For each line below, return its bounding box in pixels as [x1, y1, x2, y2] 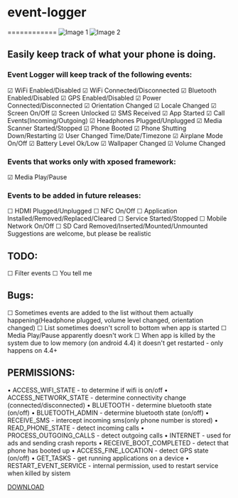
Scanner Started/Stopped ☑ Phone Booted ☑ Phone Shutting [7, 124, 187, 132]
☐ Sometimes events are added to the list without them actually [7, 308, 194, 317]
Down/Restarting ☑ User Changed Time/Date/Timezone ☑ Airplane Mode [7, 131, 224, 139]
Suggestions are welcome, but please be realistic [7, 229, 151, 238]
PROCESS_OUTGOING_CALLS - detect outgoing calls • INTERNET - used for [7, 431, 232, 440]
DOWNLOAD [7, 482, 45, 491]
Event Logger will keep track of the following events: [7, 70, 193, 80]
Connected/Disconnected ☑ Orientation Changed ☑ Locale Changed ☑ [7, 101, 217, 110]
